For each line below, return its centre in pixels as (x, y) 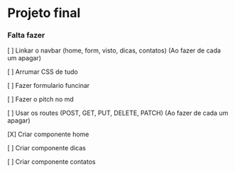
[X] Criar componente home (48, 134)
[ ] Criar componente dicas (47, 148)
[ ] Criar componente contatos (51, 162)
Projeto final (44, 13)
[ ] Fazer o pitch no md (41, 99)
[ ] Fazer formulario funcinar (49, 86)
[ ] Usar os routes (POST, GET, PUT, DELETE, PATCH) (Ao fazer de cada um (118, 113)
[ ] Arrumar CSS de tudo (43, 72)
